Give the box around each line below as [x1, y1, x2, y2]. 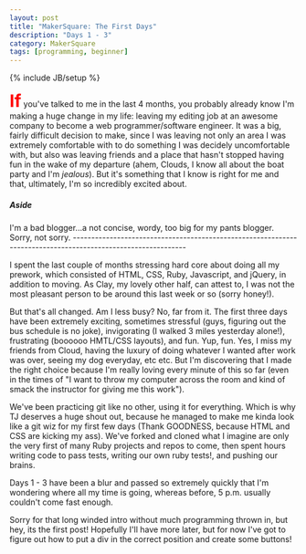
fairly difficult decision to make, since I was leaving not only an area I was [9, 130, 286, 141]
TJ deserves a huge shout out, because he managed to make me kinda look [9, 412, 295, 423]
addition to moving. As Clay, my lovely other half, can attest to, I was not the [9, 279, 295, 290]
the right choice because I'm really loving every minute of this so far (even [9, 364, 290, 375]
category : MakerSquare [9, 38, 96, 48]
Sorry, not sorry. [9, 232, 71, 243]
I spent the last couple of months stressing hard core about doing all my [9, 259, 280, 270]
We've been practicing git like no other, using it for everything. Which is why [9, 402, 297, 413]
